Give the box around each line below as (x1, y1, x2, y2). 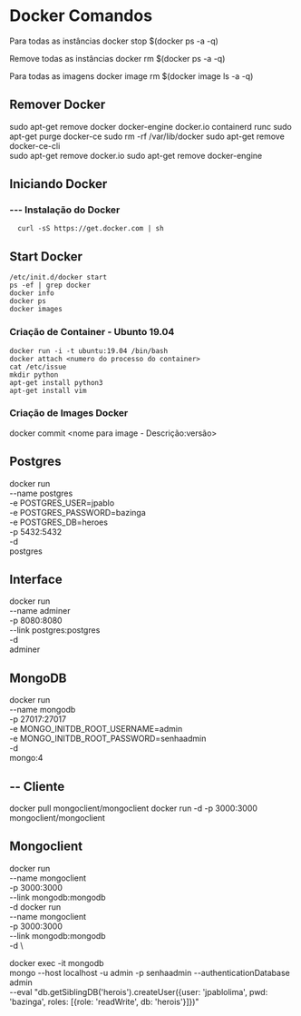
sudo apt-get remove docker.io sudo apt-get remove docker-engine (9, 150, 263, 161)
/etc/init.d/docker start (9, 273, 107, 282)
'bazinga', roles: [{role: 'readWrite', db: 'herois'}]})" (9, 996, 199, 1007)
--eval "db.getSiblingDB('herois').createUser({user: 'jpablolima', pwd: (9, 986, 268, 997)
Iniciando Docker (9, 176, 108, 192)
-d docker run (9, 901, 62, 912)
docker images (9, 305, 63, 314)
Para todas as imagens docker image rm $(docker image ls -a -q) (9, 70, 254, 82)
